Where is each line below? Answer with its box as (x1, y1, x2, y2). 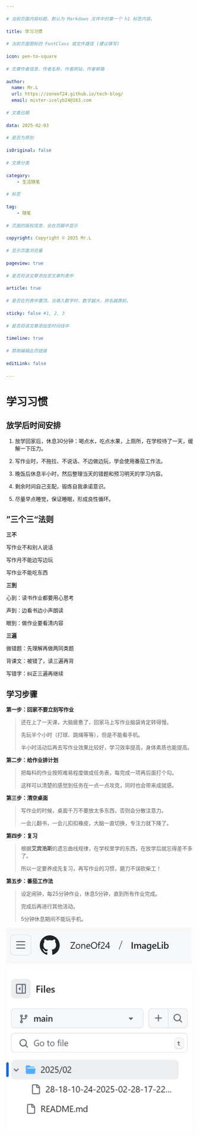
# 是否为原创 (6, 135, 34, 141)
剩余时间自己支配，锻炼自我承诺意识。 (14, 482, 109, 490)
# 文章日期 (6, 110, 30, 116)
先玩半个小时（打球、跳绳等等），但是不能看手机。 (20, 731, 144, 739)
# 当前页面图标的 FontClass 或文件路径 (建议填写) (6, 41, 120, 47)
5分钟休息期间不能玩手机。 (20, 916, 87, 923)
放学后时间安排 (6, 421, 61, 431)
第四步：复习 (6, 832, 37, 840)
